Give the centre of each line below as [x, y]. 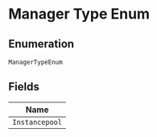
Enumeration [41, 44]
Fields [24, 87]
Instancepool [37, 122]
